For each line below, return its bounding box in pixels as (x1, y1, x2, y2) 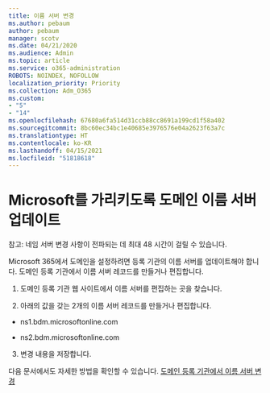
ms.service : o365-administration (8, 64, 121, 72)
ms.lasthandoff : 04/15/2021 (8, 147, 103, 155)
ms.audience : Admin (8, 49, 74, 57)
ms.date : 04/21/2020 (8, 42, 78, 50)
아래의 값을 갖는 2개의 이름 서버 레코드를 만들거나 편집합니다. (19, 301, 212, 311)
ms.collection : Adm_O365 (8, 86, 92, 95)
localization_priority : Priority (8, 79, 121, 87)
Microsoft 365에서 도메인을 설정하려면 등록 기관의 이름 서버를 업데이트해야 (8, 257, 244, 267)
